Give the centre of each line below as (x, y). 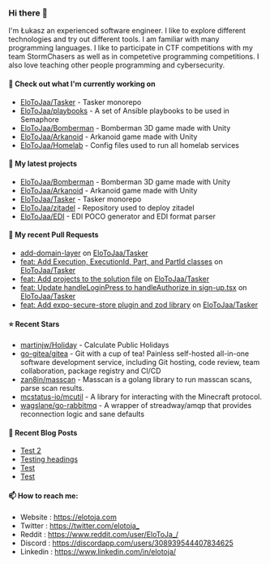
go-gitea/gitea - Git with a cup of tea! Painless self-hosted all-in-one (135, 354)
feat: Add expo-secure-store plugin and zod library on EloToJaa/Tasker (139, 305)
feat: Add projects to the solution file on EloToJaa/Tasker (115, 279)
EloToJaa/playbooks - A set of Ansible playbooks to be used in (124, 111)
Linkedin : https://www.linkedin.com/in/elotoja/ (98, 551)
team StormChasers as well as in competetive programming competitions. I (134, 57)
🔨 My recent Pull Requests (54, 235)
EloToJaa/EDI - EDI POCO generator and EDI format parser (118, 216)
